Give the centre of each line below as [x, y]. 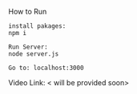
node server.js [34, 54]
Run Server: [28, 47]
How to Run [28, 12]
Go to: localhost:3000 [46, 68]
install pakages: [37, 26]
